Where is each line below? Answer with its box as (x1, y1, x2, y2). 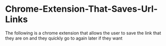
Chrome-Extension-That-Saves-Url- (5, 3, 158, 15)
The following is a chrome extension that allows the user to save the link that (5, 30, 162, 36)
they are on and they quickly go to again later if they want (5, 35, 123, 41)
